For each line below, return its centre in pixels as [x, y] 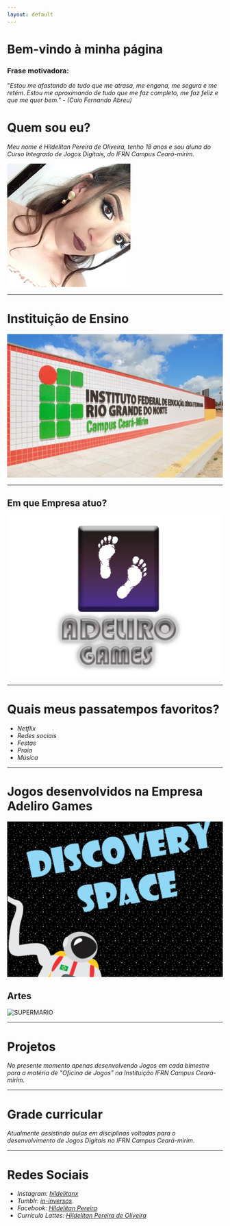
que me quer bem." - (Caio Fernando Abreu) [69, 100]
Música [28, 757]
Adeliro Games [50, 806]
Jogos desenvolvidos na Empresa [105, 792]
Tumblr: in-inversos [44, 1201]
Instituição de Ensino [68, 319]
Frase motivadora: [38, 71]
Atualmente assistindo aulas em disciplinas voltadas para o [91, 1133]
